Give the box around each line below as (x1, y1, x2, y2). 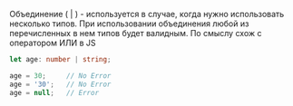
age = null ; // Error (9, 88, 100, 97)
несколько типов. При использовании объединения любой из (9, 18, 249, 29)
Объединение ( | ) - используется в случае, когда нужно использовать (9, 9, 285, 19)
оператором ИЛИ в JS (9, 37, 97, 48)
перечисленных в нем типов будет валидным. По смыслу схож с (9, 28, 262, 38)
